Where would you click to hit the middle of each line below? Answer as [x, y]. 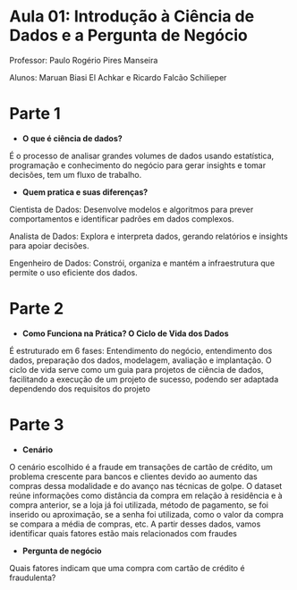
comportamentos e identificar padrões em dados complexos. [122, 219]
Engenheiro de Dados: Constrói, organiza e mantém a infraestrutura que [142, 263]
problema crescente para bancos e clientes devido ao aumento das [133, 476]
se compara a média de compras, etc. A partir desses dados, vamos [135, 524]
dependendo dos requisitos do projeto [80, 388]
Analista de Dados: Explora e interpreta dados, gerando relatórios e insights [148, 236]
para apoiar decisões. [49, 245]
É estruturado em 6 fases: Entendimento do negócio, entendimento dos [141, 350]
